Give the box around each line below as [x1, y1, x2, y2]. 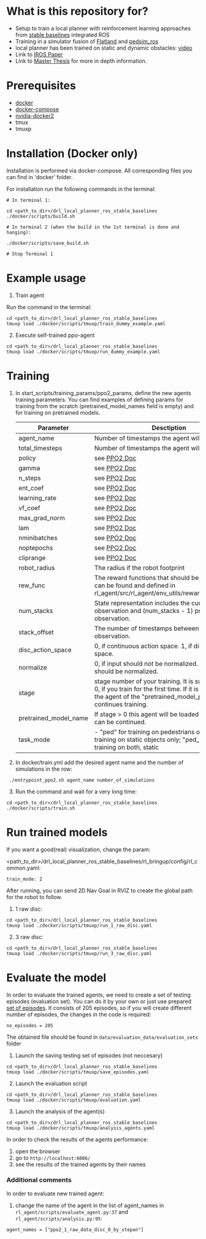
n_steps [18, 474, 41, 482]
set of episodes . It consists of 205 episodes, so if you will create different [6, 1004, 192, 1011]
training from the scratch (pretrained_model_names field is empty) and [15, 402, 194, 409]
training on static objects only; [94, 735, 181, 744]
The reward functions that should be [94, 573, 199, 582]
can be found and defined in [94, 581, 176, 590]
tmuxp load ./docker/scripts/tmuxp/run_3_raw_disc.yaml [6, 950, 152, 957]
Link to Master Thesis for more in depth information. [15, 57, 147, 64]
